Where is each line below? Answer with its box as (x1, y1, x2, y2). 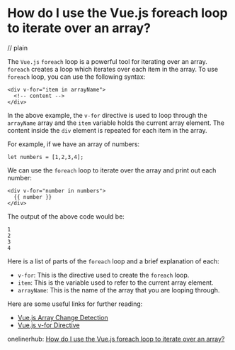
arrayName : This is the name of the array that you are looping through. (17, 285, 220, 294)
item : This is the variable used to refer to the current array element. (17, 278, 214, 287)
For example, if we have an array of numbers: (7, 140, 140, 148)
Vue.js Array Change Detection (17, 313, 108, 322)
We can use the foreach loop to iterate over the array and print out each (7, 165, 217, 175)
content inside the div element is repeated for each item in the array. (7, 126, 207, 134)
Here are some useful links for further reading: (7, 300, 143, 308)
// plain (7, 43, 28, 52)
